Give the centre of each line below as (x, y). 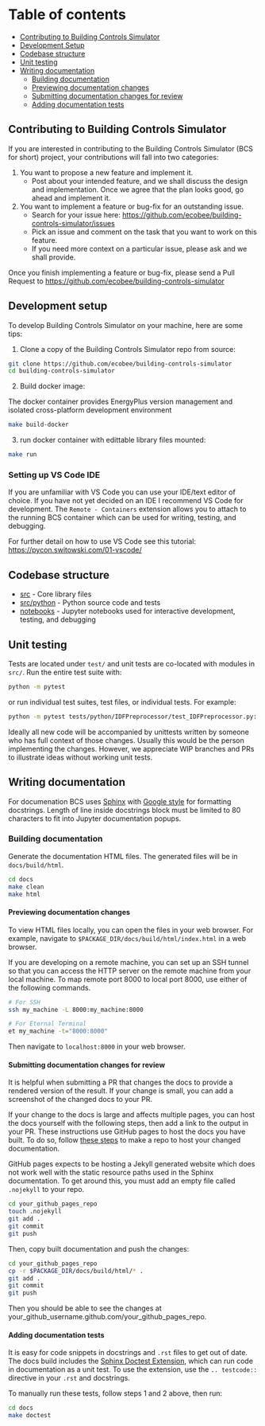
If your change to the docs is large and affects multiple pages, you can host (132, 1115)
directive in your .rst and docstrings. (69, 1378)
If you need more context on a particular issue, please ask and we (139, 248)
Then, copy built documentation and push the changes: (99, 1248)
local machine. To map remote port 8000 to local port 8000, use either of (128, 979)
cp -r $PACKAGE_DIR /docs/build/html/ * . (76, 1271)
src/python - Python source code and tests (90, 603)
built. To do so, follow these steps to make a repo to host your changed (125, 1140)
